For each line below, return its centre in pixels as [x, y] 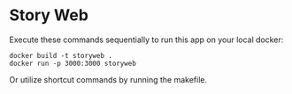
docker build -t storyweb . [61, 55]
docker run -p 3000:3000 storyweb [73, 63]
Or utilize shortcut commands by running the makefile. [108, 79]
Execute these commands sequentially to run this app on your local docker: [146, 40]
